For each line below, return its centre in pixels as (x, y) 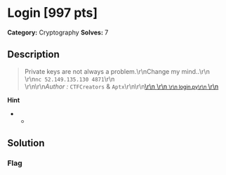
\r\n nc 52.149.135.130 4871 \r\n (69, 79)
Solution (26, 143)
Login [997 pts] (53, 13)
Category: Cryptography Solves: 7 (58, 32)
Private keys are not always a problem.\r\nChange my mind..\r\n (117, 71)
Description (33, 54)
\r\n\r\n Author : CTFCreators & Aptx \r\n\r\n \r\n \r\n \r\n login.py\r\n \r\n (121, 86)
